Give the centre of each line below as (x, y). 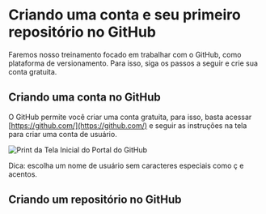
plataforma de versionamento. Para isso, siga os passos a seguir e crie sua (133, 63)
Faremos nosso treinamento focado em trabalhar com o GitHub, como (125, 54)
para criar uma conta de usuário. (63, 134)
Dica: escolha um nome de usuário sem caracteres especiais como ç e (126, 165)
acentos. (23, 174)
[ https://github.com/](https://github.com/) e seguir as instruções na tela (128, 125)
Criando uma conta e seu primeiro (125, 15)
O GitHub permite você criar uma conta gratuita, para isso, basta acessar (130, 117)
